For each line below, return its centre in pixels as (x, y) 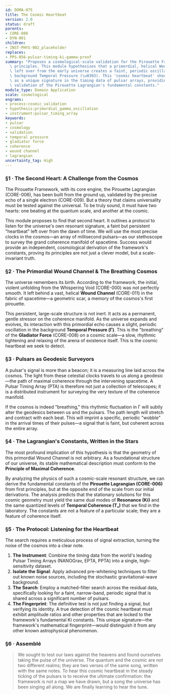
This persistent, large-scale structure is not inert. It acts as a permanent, (81, 314)
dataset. (44, 566)
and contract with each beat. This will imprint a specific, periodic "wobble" (83, 418)
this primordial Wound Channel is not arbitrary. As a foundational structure (83, 458)
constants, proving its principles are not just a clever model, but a (73, 253)
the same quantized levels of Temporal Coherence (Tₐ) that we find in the (82, 505)
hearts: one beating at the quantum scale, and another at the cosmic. (77, 211)
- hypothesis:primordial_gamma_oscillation (52, 109)
